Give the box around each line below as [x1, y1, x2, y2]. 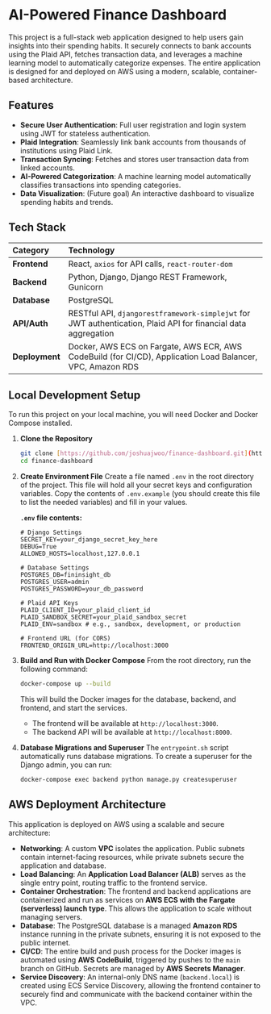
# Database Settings [19, 564, 90, 572]
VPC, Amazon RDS [68, 361, 140, 372]
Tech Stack [8, 220, 66, 235]
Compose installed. [8, 418, 73, 428]
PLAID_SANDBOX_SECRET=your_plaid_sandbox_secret [19, 613, 187, 622]
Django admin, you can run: [19, 760, 112, 770]
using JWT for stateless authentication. [19, 128, 151, 138]
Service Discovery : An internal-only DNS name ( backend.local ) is [19, 972, 240, 982]
